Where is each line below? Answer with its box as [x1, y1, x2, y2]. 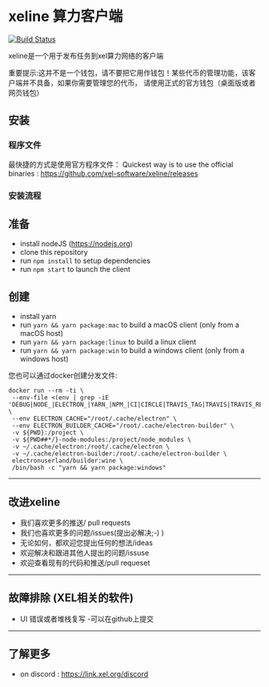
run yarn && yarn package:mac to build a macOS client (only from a [19, 320, 240, 329]
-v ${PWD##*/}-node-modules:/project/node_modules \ [11, 436, 192, 444]
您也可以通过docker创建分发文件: [8, 370, 118, 381]
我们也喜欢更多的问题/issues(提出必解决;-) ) [19, 527, 164, 537]
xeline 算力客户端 [8, 7, 123, 26]
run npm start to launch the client [19, 265, 130, 274]
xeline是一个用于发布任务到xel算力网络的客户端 [8, 51, 164, 60]
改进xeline [8, 495, 61, 509]
